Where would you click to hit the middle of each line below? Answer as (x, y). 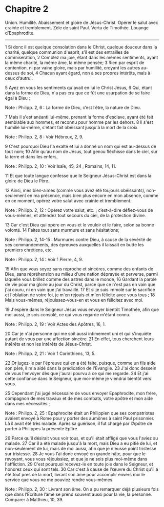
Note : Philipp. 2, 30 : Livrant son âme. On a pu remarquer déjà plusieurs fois (82, 489)
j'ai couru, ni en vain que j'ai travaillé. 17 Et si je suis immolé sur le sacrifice (80, 289)
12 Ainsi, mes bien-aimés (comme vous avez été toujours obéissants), (75, 190)
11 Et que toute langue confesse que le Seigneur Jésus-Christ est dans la (78, 176)
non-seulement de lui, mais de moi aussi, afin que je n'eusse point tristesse (81, 448)
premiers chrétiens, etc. (29, 250)
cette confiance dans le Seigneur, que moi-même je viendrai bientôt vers (78, 378)
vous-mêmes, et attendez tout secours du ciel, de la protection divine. (76, 215)
